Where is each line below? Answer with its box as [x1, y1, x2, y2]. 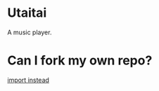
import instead [7, 76, 49, 84]
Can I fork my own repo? [7, 52, 153, 69]
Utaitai [7, 5, 47, 21]
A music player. [7, 28, 52, 36]
